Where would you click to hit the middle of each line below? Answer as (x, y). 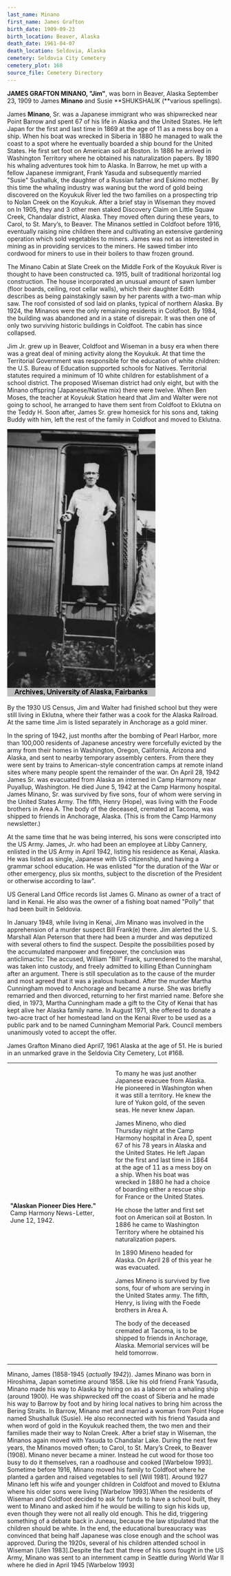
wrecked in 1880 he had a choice (163, 1182)
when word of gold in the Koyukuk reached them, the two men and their (109, 1426)
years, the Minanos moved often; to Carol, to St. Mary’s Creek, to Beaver (110, 1447)
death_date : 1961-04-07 (41, 44)
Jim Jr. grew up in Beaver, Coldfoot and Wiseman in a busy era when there (113, 346)
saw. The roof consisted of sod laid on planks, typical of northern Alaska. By (115, 303)
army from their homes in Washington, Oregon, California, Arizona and (107, 750)
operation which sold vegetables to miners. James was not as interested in (113, 239)
